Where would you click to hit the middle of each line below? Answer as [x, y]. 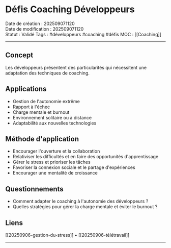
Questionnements [34, 189]
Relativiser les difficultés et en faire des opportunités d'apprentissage [85, 157]
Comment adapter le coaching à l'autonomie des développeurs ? [80, 201]
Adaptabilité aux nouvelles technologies [54, 123]
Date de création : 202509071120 [40, 23]
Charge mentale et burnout [41, 112]
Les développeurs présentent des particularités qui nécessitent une [76, 67]
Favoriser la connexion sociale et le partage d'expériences [74, 167]
